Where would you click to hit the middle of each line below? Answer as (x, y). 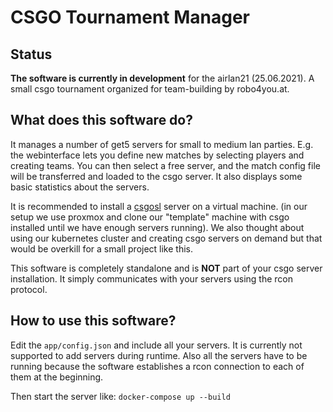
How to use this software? (93, 321)
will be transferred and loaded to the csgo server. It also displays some (156, 176)
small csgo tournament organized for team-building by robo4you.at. (150, 89)
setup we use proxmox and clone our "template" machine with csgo (150, 217)
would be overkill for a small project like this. (102, 248)
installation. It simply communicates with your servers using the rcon (151, 278)
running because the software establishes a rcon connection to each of (157, 366)
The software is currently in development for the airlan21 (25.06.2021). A (162, 78)
